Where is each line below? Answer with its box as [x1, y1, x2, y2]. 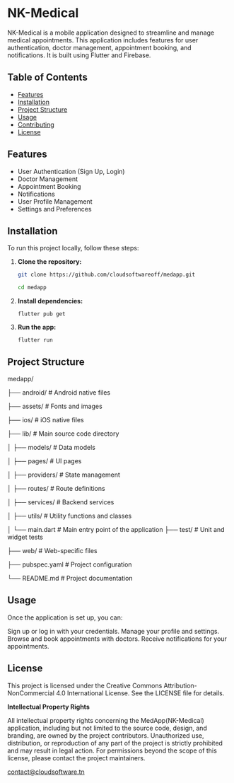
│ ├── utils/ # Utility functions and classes [7, 511, 132, 520]
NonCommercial [7, 688, 55, 697]
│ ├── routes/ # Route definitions [7, 484, 105, 492]
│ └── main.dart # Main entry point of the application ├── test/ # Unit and [7, 525, 225, 533]
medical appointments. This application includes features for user [7, 35, 199, 44]
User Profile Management [17, 197, 93, 206]
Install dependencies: [17, 297, 83, 306]
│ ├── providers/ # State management [7, 470, 120, 479]
